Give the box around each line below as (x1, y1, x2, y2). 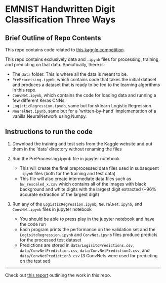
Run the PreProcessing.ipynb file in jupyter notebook (12, 155, 120, 161)
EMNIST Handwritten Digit (5, 3, 115, 15)
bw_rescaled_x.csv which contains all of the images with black (19, 181, 147, 187)
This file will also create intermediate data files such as (19, 176, 131, 182)
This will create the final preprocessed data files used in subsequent (19, 165, 159, 171)
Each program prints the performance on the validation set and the (19, 226, 156, 232)
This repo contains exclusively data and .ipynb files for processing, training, (5, 56, 160, 62)
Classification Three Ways (5, 14, 116, 25)
